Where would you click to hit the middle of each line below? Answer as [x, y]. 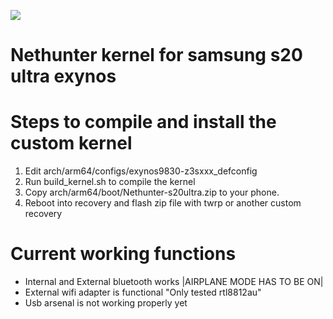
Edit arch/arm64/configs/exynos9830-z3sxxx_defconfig [141, 171]
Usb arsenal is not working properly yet [106, 303]
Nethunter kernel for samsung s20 [156, 55]
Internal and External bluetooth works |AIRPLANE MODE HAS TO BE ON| [174, 282]
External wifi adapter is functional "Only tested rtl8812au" [143, 292]
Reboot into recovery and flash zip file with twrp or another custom [163, 203]
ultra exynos [63, 76]
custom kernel [71, 143]
